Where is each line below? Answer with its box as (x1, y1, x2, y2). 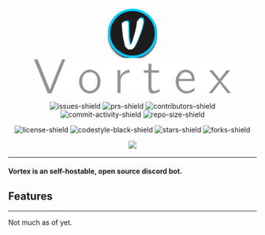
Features (8, 189, 53, 203)
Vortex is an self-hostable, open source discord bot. (8, 166, 183, 176)
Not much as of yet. (8, 218, 73, 227)
